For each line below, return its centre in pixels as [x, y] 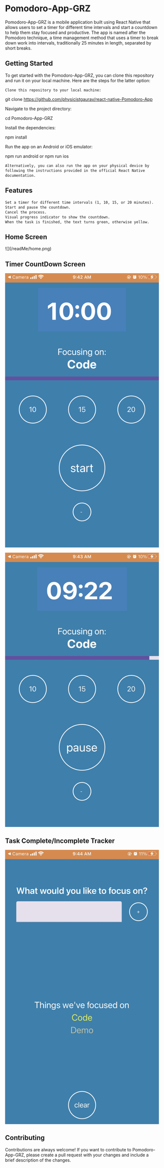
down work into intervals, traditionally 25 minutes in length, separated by [78, 43]
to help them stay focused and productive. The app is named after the [75, 32]
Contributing [25, 1138]
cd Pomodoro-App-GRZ [29, 118]
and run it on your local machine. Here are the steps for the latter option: [78, 80]
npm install [16, 137]
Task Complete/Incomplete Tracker [60, 841]
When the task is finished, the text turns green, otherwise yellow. [77, 222]
